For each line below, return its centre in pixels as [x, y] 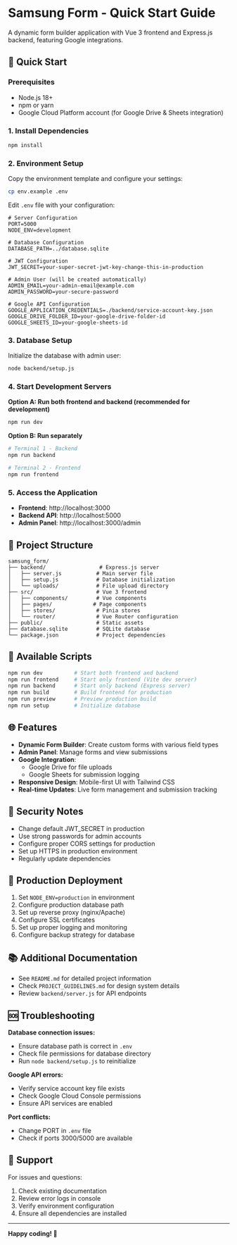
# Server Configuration [43, 218]
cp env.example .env [38, 192]
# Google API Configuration [49, 304]
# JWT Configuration [38, 261]
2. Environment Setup [46, 163]
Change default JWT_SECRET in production [81, 828]
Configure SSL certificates [57, 920]
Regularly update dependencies [64, 858]
